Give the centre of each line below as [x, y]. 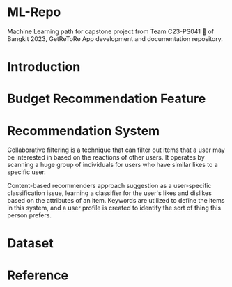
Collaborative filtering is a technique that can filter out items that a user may [116, 150]
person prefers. [30, 215]
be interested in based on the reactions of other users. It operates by [106, 157]
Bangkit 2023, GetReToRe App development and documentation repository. [115, 38]
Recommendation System [84, 131]
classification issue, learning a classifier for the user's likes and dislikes [110, 193]
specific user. [27, 172]
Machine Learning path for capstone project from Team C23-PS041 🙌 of [111, 31]
